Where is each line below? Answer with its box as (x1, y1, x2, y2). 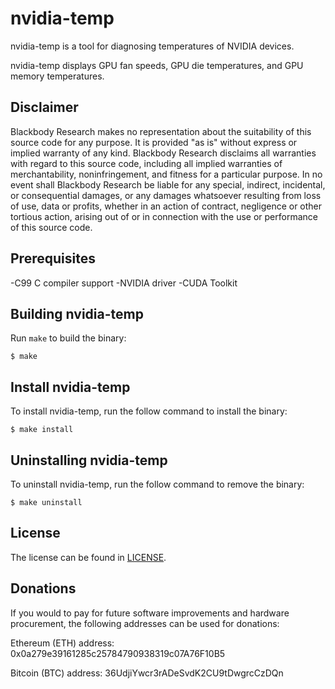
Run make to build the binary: (10, 332, 127, 344)
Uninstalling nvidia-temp (10, 452, 168, 469)
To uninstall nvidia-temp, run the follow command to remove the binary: (10, 478, 305, 490)
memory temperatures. (10, 70, 105, 82)
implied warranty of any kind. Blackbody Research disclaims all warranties (10, 147, 317, 159)
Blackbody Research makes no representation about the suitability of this (10, 125, 312, 137)
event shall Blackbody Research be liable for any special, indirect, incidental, (10, 178, 326, 191)
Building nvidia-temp (10, 305, 144, 322)
